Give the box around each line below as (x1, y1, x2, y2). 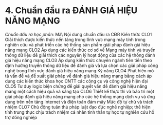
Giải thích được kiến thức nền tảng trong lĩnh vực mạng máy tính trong (5, 37, 146, 42)
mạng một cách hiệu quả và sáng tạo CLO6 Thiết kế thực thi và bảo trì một (5, 88, 155, 94)
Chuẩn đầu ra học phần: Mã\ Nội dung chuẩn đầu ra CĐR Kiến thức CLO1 (5, 31, 152, 37)
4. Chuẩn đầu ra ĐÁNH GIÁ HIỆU (5, 5, 138, 16)
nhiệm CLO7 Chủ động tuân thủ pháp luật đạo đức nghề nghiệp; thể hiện (5, 104, 151, 110)
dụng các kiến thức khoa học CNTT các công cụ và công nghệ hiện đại (5, 78, 148, 84)
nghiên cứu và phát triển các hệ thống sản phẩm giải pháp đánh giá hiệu (5, 42, 150, 47)
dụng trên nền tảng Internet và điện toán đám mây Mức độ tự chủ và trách (5, 99, 154, 104)
